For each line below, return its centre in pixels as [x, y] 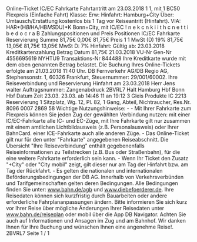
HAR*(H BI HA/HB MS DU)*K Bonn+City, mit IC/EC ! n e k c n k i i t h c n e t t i [97, 27]
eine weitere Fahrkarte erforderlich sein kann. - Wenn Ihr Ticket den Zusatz [97, 158]
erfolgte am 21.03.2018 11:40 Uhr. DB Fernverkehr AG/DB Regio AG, [88, 71]
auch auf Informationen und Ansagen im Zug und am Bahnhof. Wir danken [96, 221]
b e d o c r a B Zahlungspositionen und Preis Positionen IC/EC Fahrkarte [93, 33]
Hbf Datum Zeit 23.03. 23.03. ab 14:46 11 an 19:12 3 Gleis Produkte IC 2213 [96, 96]
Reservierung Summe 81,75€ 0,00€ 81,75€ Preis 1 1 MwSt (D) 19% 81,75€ [95, 40]
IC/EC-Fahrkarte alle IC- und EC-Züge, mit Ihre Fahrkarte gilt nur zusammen [98, 121]
